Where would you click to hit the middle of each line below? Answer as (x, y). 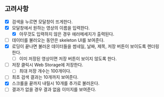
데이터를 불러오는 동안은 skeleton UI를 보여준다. (58, 40)
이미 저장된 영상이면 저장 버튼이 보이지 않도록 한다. (68, 59)
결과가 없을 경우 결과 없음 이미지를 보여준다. (54, 90)
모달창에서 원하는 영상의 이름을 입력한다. (51, 28)
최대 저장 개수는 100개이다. (45, 71)
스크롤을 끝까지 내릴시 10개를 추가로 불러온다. (56, 83)
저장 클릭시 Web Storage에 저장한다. (47, 65)
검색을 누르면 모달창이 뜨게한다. (42, 22)
